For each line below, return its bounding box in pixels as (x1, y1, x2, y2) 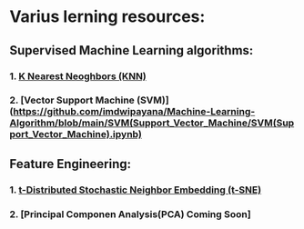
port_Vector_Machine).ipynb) (9, 128, 143, 141)
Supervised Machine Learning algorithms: (9, 43, 254, 58)
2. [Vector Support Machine (9, 94, 135, 106)
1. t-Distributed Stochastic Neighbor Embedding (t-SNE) (9, 184, 262, 196)
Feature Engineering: (9, 156, 132, 172)
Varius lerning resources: (9, 6, 206, 27)
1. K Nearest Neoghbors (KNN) (9, 70, 147, 83)
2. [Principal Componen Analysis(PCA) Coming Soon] (9, 207, 252, 220)
